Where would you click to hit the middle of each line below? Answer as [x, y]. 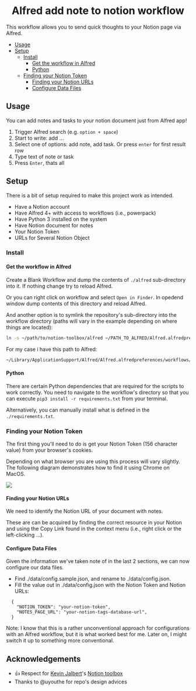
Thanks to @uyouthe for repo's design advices [71, 682]
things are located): [29, 327]
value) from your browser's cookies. [50, 450]
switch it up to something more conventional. [60, 641]
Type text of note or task [44, 157]
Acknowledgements [43, 659]
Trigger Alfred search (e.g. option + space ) [66, 132]
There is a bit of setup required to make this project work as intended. [90, 195]
